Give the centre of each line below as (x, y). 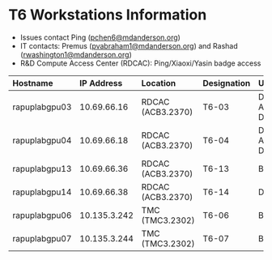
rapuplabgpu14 (42, 192)
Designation (226, 83)
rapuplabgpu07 (42, 238)
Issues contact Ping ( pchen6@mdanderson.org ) (100, 37)
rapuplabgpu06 (42, 215)
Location (159, 83)
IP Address (101, 83)
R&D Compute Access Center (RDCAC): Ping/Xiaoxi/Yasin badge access (140, 63)
